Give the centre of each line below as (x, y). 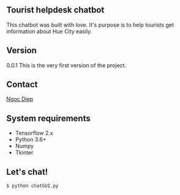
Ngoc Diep (20, 99)
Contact (22, 85)
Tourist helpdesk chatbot (55, 10)
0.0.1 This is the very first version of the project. (66, 65)
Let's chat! (27, 171)
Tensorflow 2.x (34, 133)
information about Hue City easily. (49, 31)
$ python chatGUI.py (33, 186)
